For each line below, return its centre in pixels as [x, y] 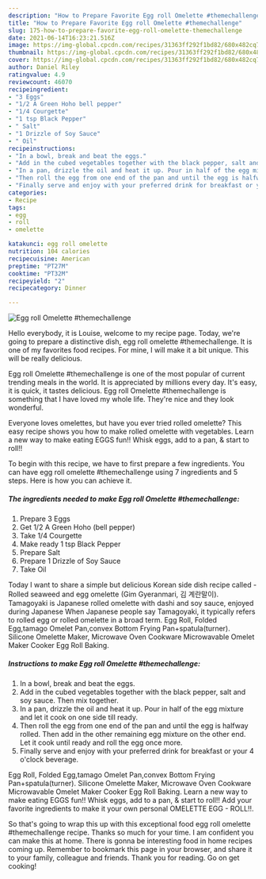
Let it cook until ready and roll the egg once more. [101, 742]
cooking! [23, 866]
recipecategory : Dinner [47, 288]
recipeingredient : [38, 89]
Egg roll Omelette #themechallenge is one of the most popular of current [127, 374]
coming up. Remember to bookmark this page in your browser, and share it [130, 850]
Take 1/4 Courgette [51, 536]
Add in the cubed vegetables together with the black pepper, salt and [133, 692]
